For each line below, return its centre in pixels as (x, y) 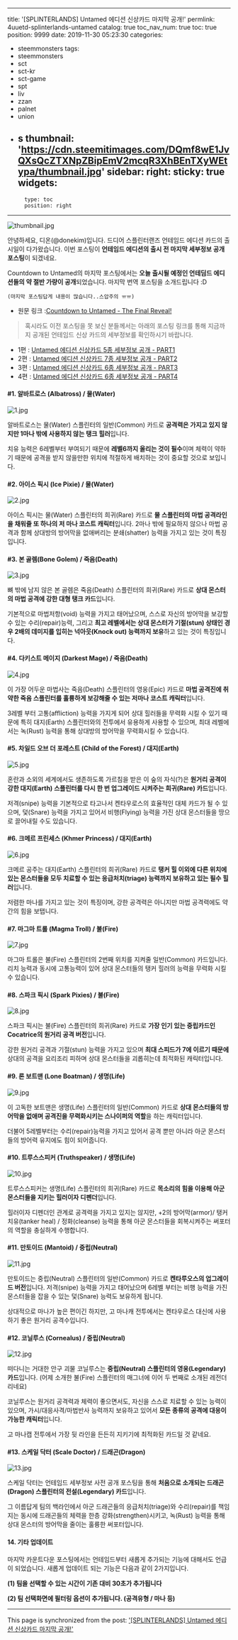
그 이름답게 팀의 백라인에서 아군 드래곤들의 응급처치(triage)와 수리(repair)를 (112, 1507)
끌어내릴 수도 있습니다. (46, 821)
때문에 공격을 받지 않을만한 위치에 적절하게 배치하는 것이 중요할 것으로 (111, 458)
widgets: (38, 183)
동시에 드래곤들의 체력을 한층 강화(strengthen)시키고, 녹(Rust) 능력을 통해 (123, 1516)
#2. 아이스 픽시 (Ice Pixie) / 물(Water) (61, 484)
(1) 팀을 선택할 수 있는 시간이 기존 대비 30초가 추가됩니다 (85, 1583)
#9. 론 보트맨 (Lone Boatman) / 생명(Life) (66, 1076)
